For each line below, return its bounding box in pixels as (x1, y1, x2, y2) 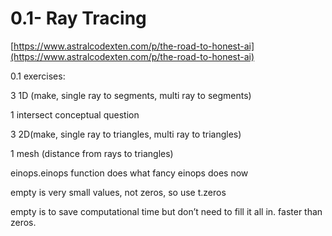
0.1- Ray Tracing (10, 7, 147, 30)
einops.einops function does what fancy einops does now (10, 167, 249, 179)
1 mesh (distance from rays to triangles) (10, 147, 174, 159)
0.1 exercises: (10, 70, 66, 82)
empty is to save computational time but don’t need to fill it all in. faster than (10, 205, 323, 217)
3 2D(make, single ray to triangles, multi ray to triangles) (10, 128, 242, 140)
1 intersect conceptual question (10, 108, 140, 121)
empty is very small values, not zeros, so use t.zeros (10, 186, 227, 198)
